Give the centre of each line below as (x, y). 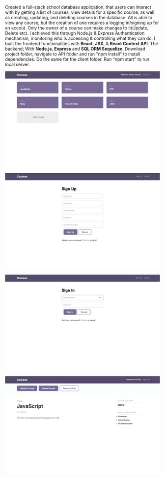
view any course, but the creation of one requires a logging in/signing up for (82, 23)
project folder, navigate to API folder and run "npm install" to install (73, 54)
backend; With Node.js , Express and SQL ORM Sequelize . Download (75, 49)
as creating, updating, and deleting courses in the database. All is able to (79, 17)
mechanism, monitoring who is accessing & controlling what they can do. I (80, 38)
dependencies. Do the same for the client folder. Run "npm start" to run (77, 59)
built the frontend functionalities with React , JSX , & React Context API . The (82, 43)
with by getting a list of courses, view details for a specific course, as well (80, 12)
